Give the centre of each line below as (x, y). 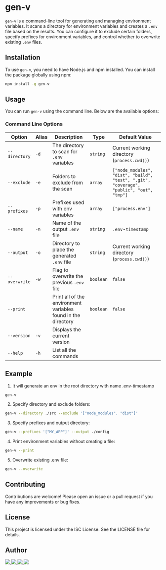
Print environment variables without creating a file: (63, 442)
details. (13, 534)
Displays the (67, 329)
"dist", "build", (133, 175)
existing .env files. (24, 42)
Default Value (136, 137)
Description (69, 137)
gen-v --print (20, 450)
